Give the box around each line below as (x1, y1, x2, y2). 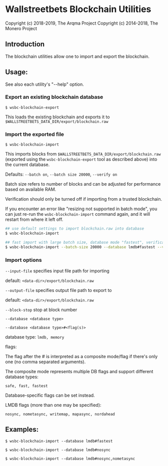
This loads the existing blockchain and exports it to (5, 114, 110, 120)
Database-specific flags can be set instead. (5, 392, 95, 398)
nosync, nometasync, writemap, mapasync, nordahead (5, 411, 115, 417)
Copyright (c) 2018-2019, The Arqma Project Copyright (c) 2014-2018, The (5, 20, 158, 26)
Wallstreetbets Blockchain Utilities (5, 4, 151, 15)
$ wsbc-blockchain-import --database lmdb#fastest (5, 438, 113, 443)
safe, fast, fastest (5, 383, 48, 388)
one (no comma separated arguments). (5, 359, 86, 365)
